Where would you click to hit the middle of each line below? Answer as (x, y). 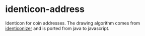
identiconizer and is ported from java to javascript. (57, 28)
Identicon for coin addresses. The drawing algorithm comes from (73, 23)
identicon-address (45, 9)
